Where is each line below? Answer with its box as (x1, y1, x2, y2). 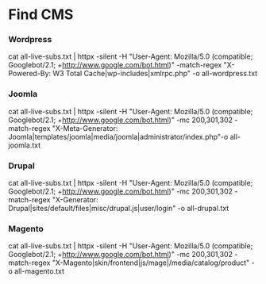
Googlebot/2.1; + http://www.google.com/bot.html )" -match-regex (8, 60, 222, 70)
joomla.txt (8, 140, 41, 150)
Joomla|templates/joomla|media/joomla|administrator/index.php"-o (8, 132, 229, 141)
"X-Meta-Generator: (52, 123, 118, 132)
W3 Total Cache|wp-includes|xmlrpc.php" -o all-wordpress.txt (52, 69, 258, 79)
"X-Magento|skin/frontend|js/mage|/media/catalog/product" (52, 258, 250, 267)
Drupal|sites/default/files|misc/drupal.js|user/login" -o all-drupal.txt (8, 204, 229, 213)
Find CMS (8, 6, 74, 24)
